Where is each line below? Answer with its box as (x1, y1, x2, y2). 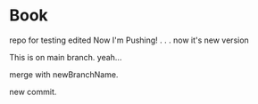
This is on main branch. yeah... (9, 52, 122, 62)
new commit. (9, 86, 57, 97)
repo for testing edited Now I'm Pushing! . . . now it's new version (9, 35, 250, 45)
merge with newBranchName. (9, 68, 119, 80)
